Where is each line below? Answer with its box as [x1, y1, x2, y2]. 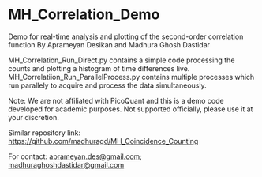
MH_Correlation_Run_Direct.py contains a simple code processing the [8, 55, 235, 65]
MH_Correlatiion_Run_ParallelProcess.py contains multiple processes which [8, 72, 255, 81]
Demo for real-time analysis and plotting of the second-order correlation [8, 32, 244, 41]
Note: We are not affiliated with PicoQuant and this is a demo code [8, 96, 224, 105]
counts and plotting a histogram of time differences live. [8, 63, 190, 73]
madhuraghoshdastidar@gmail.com [8, 160, 125, 169]
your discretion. [8, 112, 59, 122]
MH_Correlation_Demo [8, 6, 160, 24]
